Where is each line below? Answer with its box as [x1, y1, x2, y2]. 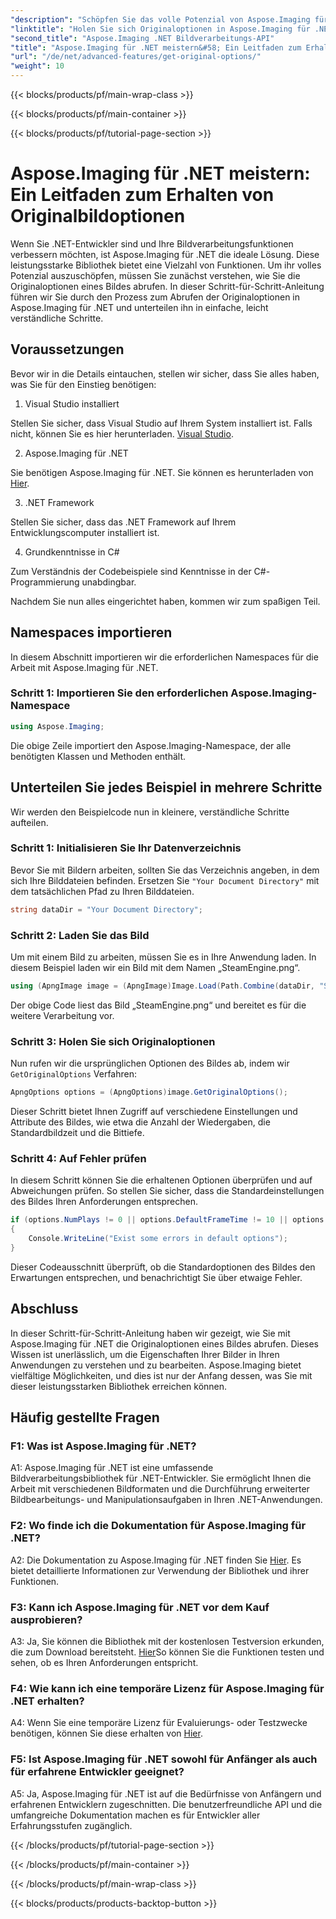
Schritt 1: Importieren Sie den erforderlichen [10, 686, 229, 700]
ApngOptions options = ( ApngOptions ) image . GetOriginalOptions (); [10, 1087, 288, 1098]
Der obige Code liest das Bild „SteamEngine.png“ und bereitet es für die [10, 999, 307, 1011]
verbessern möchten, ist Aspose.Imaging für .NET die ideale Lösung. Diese [10, 248, 320, 260]
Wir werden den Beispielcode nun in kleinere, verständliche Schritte [10, 806, 290, 818]
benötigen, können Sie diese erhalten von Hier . [10, 1727, 203, 1740]
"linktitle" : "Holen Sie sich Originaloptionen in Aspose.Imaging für [10, 24, 311, 34]
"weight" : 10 [10, 61, 65, 71]
